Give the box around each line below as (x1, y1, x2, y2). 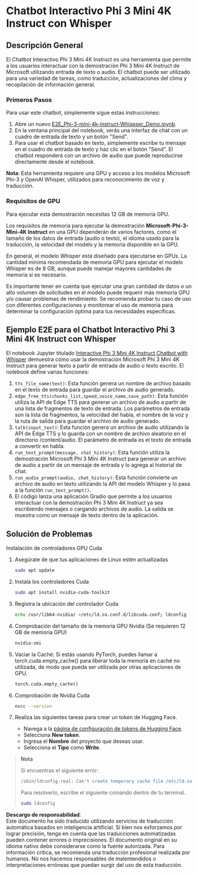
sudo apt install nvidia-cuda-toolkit (14, 590, 110, 596)
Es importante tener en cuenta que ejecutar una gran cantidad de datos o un (6, 282, 192, 290)
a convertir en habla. (14, 443, 65, 450)
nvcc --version (14, 703, 52, 709)
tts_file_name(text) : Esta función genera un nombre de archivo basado (14, 380, 192, 387)
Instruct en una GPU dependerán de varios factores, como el (27, 228, 177, 235)
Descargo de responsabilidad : (6, 811, 81, 818)
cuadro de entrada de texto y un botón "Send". (14, 133, 128, 140)
